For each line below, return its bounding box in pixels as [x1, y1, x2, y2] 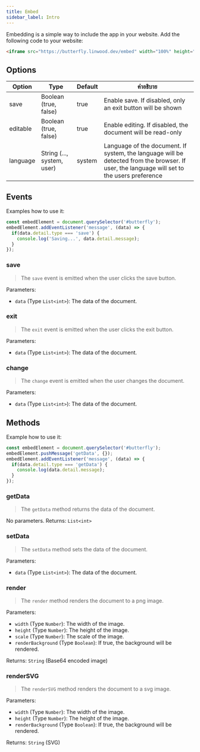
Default [76, 83, 98, 91]
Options [6, 65, 37, 75]
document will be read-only [104, 129, 182, 137]
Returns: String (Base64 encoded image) [6, 657, 108, 664]
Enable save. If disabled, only [104, 96, 186, 105]
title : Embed [6, 8, 39, 15]
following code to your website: [6, 37, 83, 44]
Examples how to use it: [6, 208, 64, 214]
